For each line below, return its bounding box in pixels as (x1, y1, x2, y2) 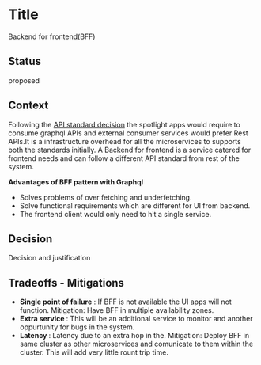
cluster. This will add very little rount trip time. (19, 348, 168, 357)
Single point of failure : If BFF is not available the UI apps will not (19, 297, 232, 306)
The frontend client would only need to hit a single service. (19, 209, 212, 219)
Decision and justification (8, 253, 91, 263)
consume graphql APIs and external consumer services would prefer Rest (8, 128, 249, 138)
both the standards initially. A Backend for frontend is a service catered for (8, 145, 252, 154)
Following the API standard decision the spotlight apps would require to (8, 120, 241, 129)
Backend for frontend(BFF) (8, 32, 96, 41)
